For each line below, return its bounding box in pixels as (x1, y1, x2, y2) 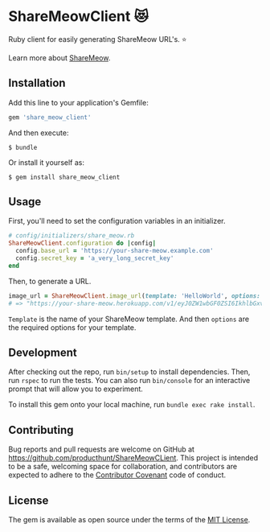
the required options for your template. (8, 322, 137, 332)
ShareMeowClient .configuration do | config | (8, 239, 157, 248)
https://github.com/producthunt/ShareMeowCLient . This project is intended (8, 453, 259, 463)
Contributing (8, 423, 74, 437)
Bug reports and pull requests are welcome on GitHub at (8, 444, 195, 454)
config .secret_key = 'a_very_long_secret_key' (15, 254, 174, 262)
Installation (8, 76, 66, 90)
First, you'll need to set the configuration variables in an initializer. (8, 217, 226, 226)
